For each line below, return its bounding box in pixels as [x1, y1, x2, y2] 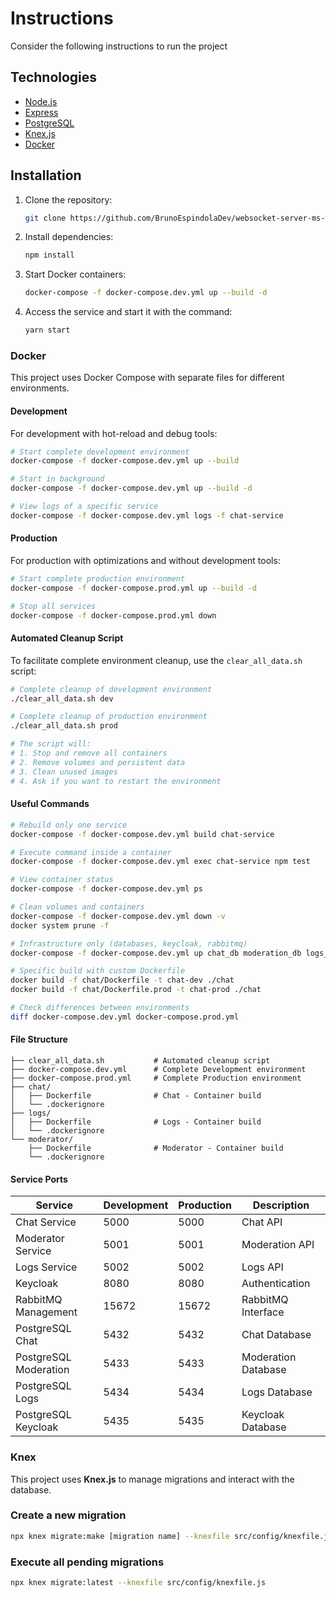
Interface [241, 1305, 285, 1319]
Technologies [10, 69, 98, 86]
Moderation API [241, 1238, 315, 1252]
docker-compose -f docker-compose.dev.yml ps [10, 884, 203, 894]
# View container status [10, 875, 114, 885]
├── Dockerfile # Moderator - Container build [28, 1143, 284, 1153]
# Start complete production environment [10, 574, 186, 584]
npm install [24, 250, 75, 261]
